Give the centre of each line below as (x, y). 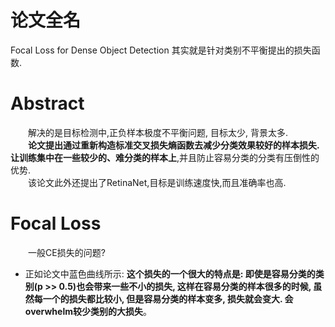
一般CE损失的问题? (67, 252)
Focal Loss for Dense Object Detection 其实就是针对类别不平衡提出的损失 (161, 50)
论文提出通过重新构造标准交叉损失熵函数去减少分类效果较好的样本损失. (174, 145)
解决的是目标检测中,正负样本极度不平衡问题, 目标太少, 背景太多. (158, 132)
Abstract (47, 103)
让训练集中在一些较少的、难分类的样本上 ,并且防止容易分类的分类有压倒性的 (165, 157)
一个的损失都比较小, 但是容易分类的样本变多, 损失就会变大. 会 (168, 298)
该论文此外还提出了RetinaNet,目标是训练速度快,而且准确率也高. (157, 182)
